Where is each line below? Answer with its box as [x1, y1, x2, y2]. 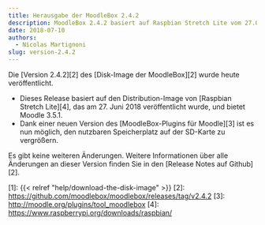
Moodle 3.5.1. [19, 111, 63, 119]
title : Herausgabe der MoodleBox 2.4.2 [8, 11, 140, 20]
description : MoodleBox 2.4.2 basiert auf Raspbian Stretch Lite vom [8, 19, 242, 27]
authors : [8, 33, 37, 42]
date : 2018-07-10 [8, 26, 65, 34]
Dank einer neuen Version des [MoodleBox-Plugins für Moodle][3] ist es [19, 119, 255, 128]
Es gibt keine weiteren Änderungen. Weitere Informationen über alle [8, 151, 229, 160]
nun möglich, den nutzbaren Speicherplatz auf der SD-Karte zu [19, 127, 226, 137]
